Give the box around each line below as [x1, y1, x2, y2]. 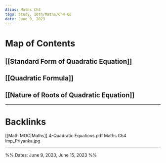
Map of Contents [5, 38, 76, 49]
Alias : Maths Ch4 [5, 7, 41, 12]
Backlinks [5, 117, 46, 127]
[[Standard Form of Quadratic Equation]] [5, 57, 132, 66]
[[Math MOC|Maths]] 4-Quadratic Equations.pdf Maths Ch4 [5, 133, 127, 139]
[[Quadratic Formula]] [5, 74, 74, 82]
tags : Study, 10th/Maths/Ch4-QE [5, 12, 72, 17]
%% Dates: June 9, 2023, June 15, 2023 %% [5, 152, 97, 158]
